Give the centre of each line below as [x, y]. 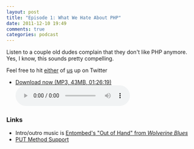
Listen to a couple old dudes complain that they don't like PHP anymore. [97, 52]
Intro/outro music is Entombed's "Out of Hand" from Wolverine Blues [101, 133]
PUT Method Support [42, 140]
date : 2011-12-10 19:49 [37, 23]
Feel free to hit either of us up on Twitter [57, 70]
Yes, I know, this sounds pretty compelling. [60, 59]
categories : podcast [33, 35]
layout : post [23, 12]
